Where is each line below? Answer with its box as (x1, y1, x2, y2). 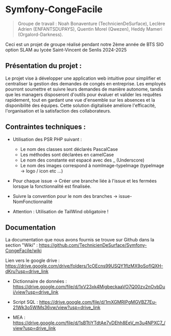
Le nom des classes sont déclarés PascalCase (20, 146, 118, 152)
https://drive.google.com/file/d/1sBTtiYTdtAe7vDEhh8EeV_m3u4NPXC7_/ (12, 320, 166, 326)
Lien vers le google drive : (5, 257, 60, 264)
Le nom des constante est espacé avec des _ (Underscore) (20, 157, 144, 163)
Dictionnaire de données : (12, 278, 67, 284)
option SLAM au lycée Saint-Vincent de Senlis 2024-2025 (5, 47, 127, 53)
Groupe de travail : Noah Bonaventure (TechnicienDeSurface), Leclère (17, 20, 165, 27)
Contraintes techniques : (5, 123, 86, 131)
